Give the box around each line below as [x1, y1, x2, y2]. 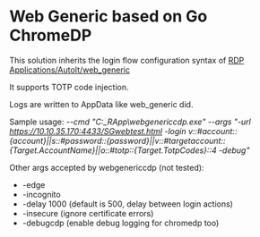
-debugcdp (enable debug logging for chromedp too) [22, 217, 220, 228]
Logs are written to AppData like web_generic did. [9, 98, 194, 109]
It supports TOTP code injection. [9, 81, 129, 92]
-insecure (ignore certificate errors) [22, 207, 154, 218]
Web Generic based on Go [9, 6, 208, 27]
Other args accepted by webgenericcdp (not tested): [9, 162, 204, 173]
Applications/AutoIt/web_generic [9, 64, 130, 75]
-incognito [22, 189, 61, 199]
